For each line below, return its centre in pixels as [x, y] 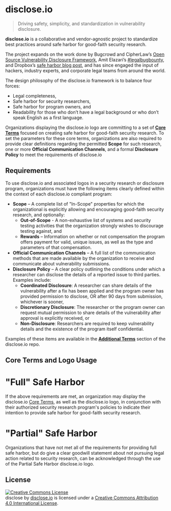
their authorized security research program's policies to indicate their [78, 407]
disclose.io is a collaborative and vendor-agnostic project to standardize [81, 39]
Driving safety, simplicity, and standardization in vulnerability [81, 24]
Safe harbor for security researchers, [51, 101]
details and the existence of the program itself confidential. [82, 329]
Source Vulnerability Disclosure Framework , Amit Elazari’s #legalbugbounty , [85, 59]
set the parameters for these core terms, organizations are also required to [83, 138]
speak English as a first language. [48, 117]
